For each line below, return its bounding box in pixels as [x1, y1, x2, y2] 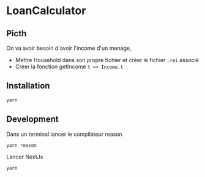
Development [6, 114, 59, 125]
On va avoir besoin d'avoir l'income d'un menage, [6, 44, 132, 52]
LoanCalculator [6, 4, 86, 18]
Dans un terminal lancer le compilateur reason [6, 130, 122, 138]
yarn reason [6, 142, 37, 148]
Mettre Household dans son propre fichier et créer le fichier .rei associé [15, 57, 199, 63]
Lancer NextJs [6, 153, 43, 160]
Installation [6, 81, 50, 91]
